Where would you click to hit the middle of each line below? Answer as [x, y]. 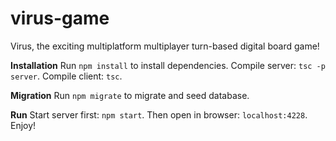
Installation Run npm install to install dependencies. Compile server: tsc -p [168, 65]
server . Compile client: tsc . [66, 76]
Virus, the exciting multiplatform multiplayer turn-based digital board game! [165, 46]
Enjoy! [23, 125]
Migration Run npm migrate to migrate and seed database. [130, 95]
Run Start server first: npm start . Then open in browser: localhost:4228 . [159, 114]
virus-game [60, 18]
